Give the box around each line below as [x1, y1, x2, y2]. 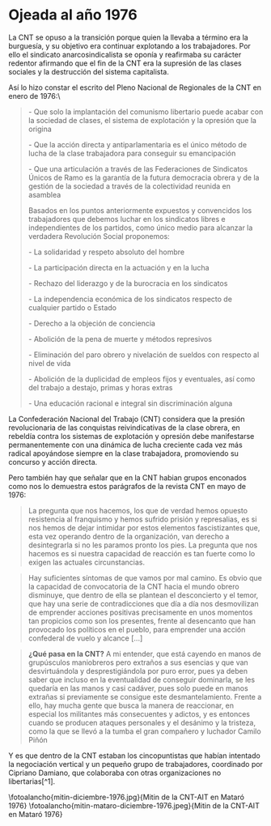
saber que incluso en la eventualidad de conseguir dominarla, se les [28, 675, 256, 684]
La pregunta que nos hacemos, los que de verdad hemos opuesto [28, 505, 248, 515]
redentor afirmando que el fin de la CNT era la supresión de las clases [8, 58, 242, 68]
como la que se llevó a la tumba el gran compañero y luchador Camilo [28, 726, 261, 736]
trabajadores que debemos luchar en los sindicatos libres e [28, 214, 226, 224]
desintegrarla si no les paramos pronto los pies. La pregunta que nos [28, 540, 258, 550]
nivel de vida [28, 358, 71, 368]
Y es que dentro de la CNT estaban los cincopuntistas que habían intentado [8, 751, 260, 760]
